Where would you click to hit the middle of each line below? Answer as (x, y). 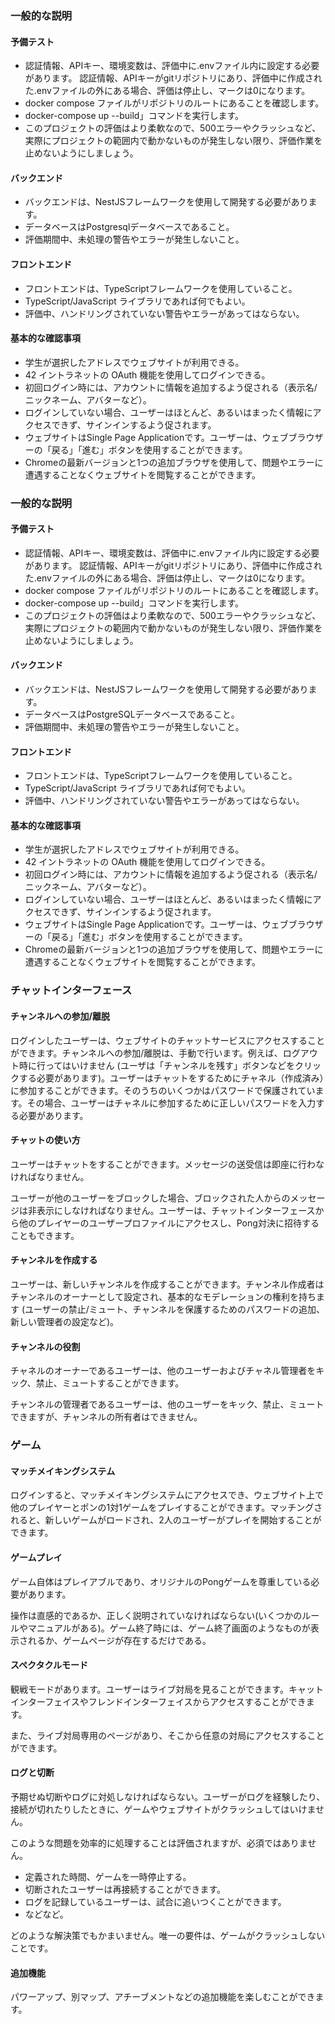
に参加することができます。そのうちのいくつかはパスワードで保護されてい (163, 1090)
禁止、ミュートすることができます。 (110, 1383)
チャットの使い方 (45, 1140)
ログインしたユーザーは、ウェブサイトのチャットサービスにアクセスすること (167, 1040)
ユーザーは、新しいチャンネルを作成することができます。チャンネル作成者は (167, 1284)
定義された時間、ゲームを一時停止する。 (108, 1876)
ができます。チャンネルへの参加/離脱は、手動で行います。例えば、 (146, 1053)
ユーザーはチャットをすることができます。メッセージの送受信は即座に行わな (167, 1164)
